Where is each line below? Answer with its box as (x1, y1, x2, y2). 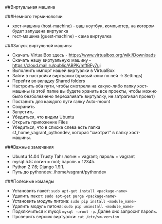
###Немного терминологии (5, 14, 63, 19)
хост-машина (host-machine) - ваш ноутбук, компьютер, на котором (12, 23, 155, 29)
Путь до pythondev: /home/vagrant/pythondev (12, 169, 107, 174)
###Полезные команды (5, 178, 54, 184)
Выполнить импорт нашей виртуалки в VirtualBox (12, 68, 115, 73)
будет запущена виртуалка (12, 28, 69, 34)
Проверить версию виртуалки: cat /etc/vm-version (12, 214, 119, 219)
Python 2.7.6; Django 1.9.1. (12, 164, 65, 170)
